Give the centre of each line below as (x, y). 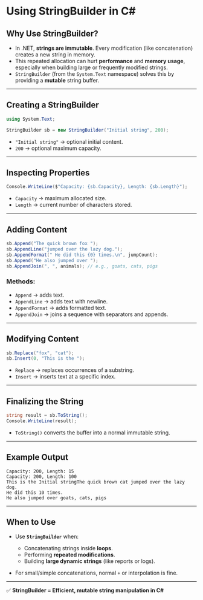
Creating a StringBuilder (53, 105)
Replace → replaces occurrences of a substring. (74, 370)
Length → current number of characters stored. (73, 205)
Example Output (37, 457)
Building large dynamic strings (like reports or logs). (89, 561)
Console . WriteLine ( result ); (42, 421)
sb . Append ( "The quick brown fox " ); (52, 244)
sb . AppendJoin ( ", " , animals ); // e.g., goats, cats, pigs (82, 266)
